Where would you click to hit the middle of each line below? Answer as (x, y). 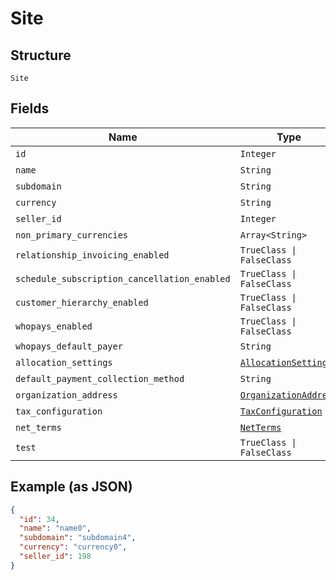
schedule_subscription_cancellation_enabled (123, 278)
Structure (41, 55)
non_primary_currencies (72, 235)
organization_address (66, 395)
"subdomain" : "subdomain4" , (78, 538)
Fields (30, 108)
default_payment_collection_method (100, 378)
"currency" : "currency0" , (73, 547)
